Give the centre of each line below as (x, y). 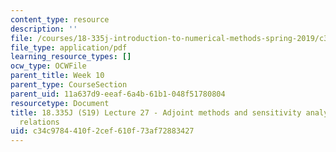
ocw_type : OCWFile (48, 66)
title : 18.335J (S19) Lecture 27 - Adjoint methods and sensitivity (156, 112)
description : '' (44, 29)
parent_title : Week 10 (57, 76)
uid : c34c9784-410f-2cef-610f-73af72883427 (102, 131)
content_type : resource (60, 19)
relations (39, 122)
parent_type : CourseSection (69, 85)
